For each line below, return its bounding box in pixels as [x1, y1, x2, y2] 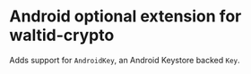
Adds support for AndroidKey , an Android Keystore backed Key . [9, 54, 240, 65]
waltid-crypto [9, 25, 115, 45]
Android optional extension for [9, 6, 242, 27]
